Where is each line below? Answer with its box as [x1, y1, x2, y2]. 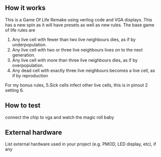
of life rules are [5, 27, 36, 33]
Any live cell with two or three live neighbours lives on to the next [12, 47, 143, 52]
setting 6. [5, 87, 24, 93]
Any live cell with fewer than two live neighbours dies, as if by [12, 36, 136, 42]
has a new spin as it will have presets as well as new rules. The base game [5, 22, 155, 28]
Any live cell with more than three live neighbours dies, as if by [12, 57, 138, 63]
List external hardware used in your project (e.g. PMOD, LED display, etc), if [5, 141, 157, 147]
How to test [5, 102, 40, 110]
